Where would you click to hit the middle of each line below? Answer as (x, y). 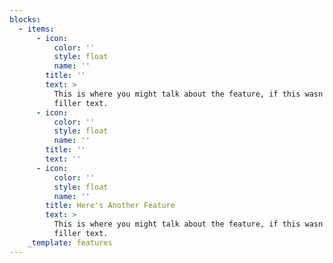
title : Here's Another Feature (110, 206)
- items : (36, 29)
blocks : (25, 19)
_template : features (70, 242)
